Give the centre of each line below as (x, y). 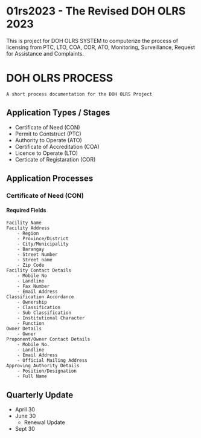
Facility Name (24, 223)
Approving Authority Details (43, 366)
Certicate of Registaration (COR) (55, 159)
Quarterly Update (40, 395)
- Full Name (32, 376)
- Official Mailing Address (52, 361)
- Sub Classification (44, 313)
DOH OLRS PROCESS (60, 78)
